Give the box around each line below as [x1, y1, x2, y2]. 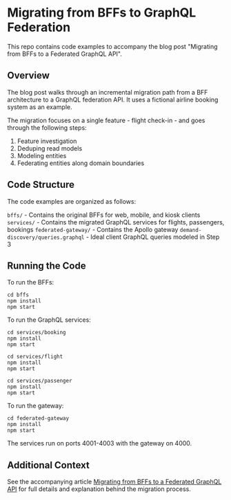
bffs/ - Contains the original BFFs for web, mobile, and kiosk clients [7, 211, 201, 219]
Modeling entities [17, 151, 67, 160]
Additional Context [7, 459, 90, 471]
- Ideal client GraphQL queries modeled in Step [86, 233, 220, 241]
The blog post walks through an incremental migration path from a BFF [7, 88, 208, 96]
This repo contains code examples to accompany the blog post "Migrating [7, 42, 218, 50]
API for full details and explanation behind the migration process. [7, 485, 191, 493]
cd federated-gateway [7, 415, 70, 422]
